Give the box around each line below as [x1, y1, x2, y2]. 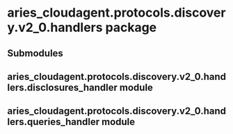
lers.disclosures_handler [7, 81, 118, 93]
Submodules [7, 47, 64, 59]
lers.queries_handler [7, 116, 99, 128]
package [105, 19, 157, 35]
